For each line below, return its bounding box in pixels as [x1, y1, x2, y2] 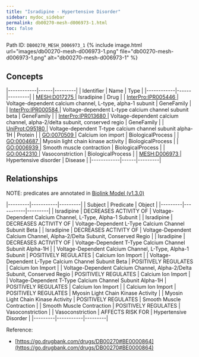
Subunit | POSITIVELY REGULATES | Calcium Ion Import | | [6, 251, 149, 258]
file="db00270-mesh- [119, 48, 174, 55]
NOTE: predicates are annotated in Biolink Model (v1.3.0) [6, 189, 144, 197]
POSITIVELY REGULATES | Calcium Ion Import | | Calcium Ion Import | [6, 283, 176, 290]
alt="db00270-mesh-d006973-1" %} [47, 54, 138, 61]
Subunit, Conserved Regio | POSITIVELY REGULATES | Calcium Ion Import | [6, 270, 191, 277]
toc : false [6, 25, 33, 31]
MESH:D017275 [35, 93, 74, 101]
